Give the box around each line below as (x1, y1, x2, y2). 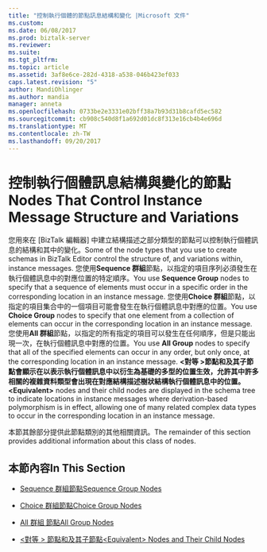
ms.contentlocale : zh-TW (8, 129, 91, 137)
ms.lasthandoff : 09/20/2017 (8, 137, 102, 145)
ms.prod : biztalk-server (8, 33, 91, 42)
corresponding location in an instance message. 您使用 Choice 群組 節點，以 (8, 291, 256, 302)
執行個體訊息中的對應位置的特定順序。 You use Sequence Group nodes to (8, 273, 250, 283)
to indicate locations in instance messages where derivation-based (8, 394, 228, 403)
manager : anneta (8, 100, 62, 108)
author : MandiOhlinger (8, 85, 83, 94)
